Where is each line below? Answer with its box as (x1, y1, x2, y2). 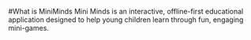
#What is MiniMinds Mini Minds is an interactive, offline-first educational (8, 7, 244, 16)
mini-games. (8, 24, 50, 32)
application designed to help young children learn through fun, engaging (8, 15, 244, 24)
